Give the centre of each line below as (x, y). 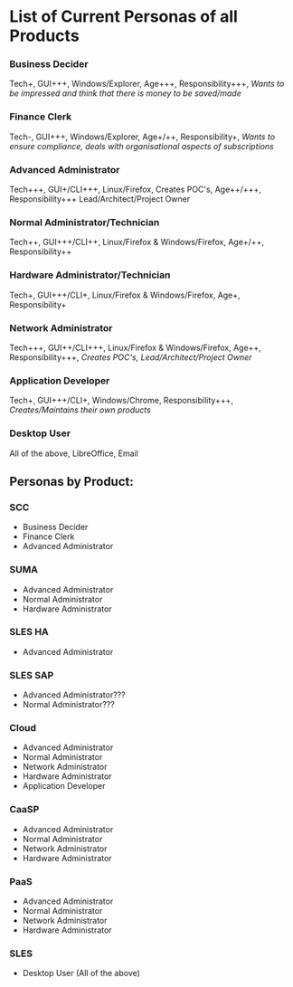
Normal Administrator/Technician (85, 222)
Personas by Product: (71, 481)
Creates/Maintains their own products (80, 410)
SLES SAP (32, 675)
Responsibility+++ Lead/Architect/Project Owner (100, 199)
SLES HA (29, 632)
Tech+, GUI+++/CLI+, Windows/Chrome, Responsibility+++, (121, 401)
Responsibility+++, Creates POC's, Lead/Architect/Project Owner (131, 357)
